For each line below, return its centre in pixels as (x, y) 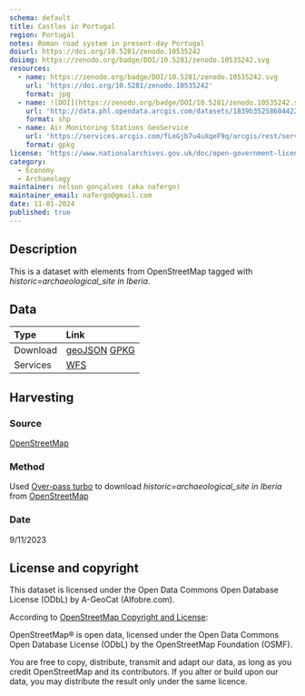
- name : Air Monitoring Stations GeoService (103, 128)
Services (33, 365)
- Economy (36, 170)
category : (28, 161)
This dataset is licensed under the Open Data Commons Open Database (144, 590)
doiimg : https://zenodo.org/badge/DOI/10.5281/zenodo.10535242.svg (140, 60)
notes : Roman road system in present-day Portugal (107, 43)
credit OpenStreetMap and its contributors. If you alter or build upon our (144, 672)
